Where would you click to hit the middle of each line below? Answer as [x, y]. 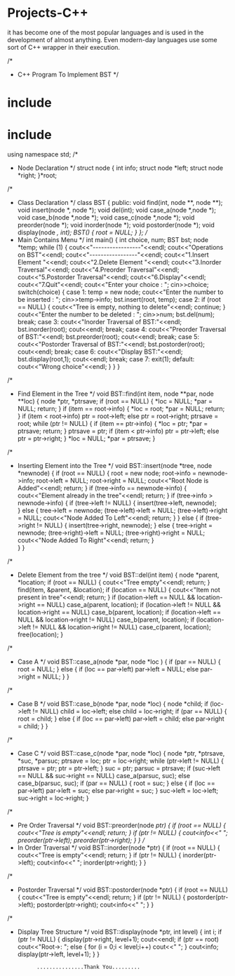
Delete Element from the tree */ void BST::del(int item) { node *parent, [118, 575]
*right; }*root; [37, 175]
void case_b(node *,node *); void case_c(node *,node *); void [106, 218]
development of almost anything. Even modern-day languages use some [112, 39]
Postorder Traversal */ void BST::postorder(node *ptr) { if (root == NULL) [122, 890]
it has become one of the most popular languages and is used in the [106, 32]
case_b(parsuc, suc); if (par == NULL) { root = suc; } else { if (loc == [116, 783]
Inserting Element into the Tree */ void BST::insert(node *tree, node [115, 466]
